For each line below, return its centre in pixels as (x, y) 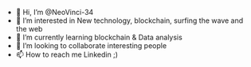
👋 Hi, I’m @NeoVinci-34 (55, 12)
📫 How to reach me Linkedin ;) (67, 54)
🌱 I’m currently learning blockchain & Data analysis (99, 37)
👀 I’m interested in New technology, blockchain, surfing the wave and (129, 20)
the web (29, 29)
